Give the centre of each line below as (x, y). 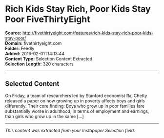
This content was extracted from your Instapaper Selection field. (70, 130)
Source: (13, 33)
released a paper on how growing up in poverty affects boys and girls (75, 100)
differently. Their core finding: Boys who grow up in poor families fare (75, 106)
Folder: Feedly (20, 48)
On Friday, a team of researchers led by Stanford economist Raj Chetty (76, 96)
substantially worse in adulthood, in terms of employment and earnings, (77, 111)
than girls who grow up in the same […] (44, 116)
